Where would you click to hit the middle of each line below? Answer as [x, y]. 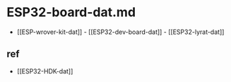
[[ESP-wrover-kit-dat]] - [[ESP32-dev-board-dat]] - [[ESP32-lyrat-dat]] [120, 32]
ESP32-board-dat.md [71, 12]
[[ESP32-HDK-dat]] [45, 71]
